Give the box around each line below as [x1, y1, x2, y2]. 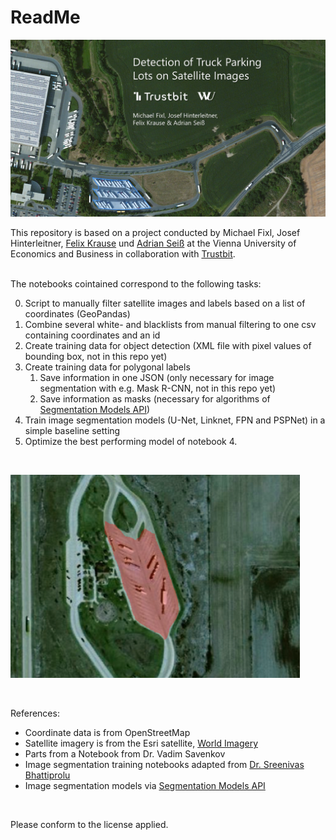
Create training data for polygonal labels [24, 361, 191, 373]
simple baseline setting [24, 425, 121, 437]
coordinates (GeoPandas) [24, 308, 131, 320]
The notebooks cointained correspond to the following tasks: [10, 278, 262, 290]
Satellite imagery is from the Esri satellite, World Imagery [24, 737, 259, 750]
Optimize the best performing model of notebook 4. [24, 436, 238, 448]
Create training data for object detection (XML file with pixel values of [24, 340, 312, 352]
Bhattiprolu [24, 769, 71, 781]
